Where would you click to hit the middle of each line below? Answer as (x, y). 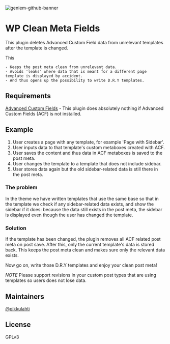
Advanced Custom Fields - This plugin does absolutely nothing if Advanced (84, 108)
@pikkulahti (18, 308)
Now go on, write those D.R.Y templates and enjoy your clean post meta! (81, 265)
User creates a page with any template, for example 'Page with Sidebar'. (88, 142)
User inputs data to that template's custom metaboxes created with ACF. (89, 147)
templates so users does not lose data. (46, 280)
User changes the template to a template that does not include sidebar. (87, 163)
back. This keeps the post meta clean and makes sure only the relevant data (85, 250)
